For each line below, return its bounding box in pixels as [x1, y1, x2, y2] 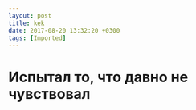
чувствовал [8, 85, 91, 104]
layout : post [8, 11, 52, 20]
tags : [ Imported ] [8, 33, 67, 42]
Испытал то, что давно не [8, 69, 189, 86]
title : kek [8, 19, 45, 27]
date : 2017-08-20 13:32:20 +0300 [8, 26, 120, 34]
